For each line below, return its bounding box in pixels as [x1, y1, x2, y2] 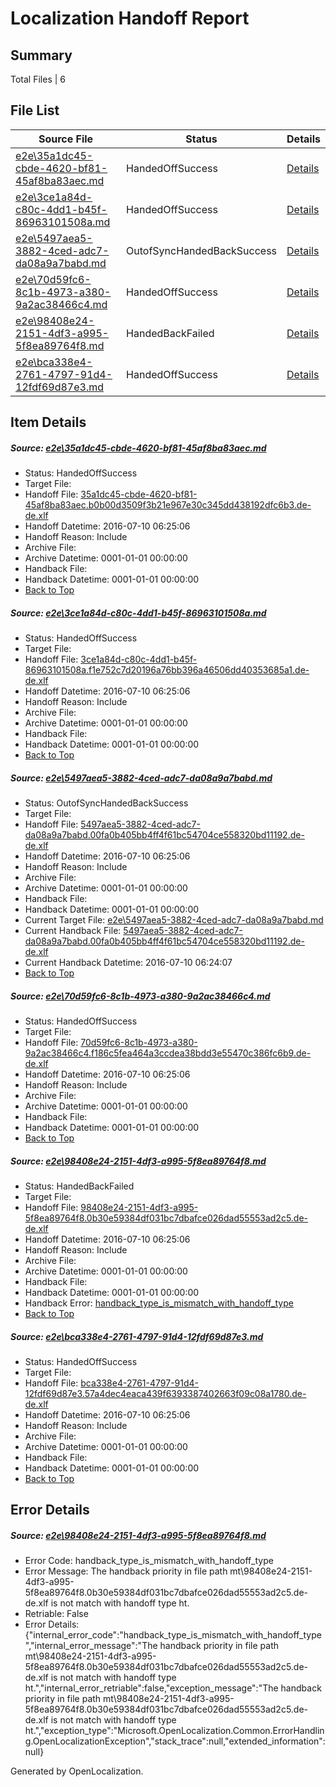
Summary [10, 47, 73, 64]
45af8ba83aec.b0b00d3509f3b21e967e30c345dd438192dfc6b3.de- [24, 499, 312, 511]
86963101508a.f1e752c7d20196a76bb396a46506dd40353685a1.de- [24, 664, 310, 676]
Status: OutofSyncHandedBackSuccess [24, 797, 189, 809]
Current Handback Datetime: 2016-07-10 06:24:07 [24, 957, 233, 969]
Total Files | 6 [10, 73, 66, 85]
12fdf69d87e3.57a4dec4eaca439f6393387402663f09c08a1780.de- [24, 1388, 307, 1400]
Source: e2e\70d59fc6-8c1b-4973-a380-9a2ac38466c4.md [10, 990, 271, 1002]
